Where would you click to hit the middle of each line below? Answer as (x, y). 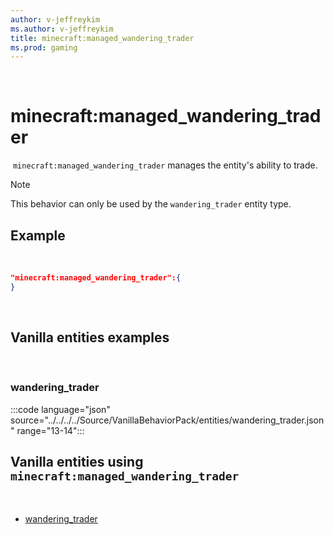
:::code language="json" (60, 409)
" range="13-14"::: (47, 430)
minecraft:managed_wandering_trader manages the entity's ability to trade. (165, 165)
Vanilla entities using (77, 462)
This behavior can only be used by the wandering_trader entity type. (151, 204)
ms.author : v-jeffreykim (62, 29)
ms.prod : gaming (44, 47)
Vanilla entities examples (90, 337)
